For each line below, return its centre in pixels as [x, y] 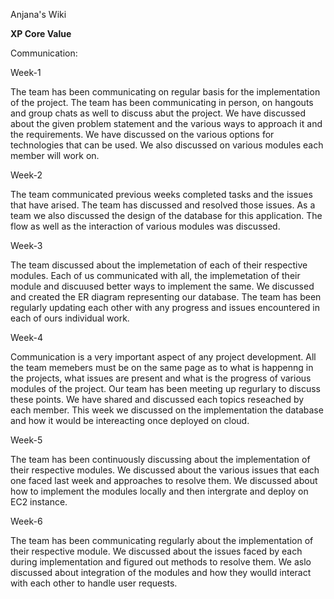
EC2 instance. [39, 502]
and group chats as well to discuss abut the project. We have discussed [158, 113]
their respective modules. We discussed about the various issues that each [165, 470]
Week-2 [26, 175]
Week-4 [26, 337]
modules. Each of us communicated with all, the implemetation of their [155, 275]
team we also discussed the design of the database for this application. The [166, 215]
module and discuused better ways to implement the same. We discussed [162, 286]
